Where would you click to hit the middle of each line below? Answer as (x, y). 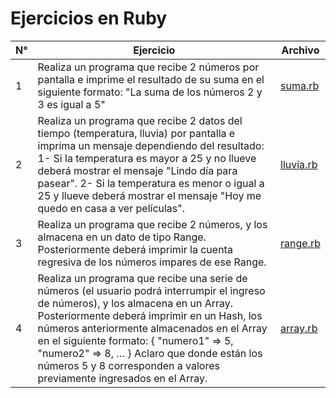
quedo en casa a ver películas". (111, 208)
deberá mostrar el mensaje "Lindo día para (137, 170)
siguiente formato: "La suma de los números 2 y (150, 92)
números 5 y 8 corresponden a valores (128, 365)
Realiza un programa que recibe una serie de (142, 278)
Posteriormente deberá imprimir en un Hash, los (150, 315)
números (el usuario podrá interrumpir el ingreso (151, 290)
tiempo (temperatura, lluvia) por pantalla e (136, 133)
